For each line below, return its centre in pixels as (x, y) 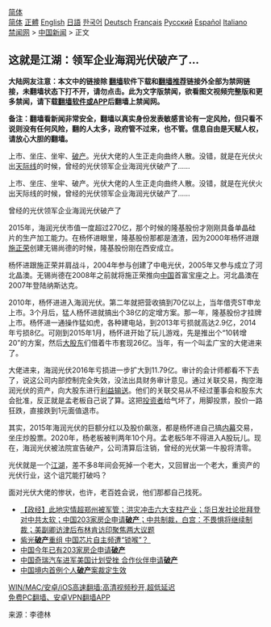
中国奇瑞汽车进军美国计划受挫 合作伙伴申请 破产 (99, 560)
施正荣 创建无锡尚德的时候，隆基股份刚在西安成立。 (93, 247)
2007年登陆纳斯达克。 (45, 285)
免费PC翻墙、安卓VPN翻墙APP (59, 597)
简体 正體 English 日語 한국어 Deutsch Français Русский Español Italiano (128, 22)
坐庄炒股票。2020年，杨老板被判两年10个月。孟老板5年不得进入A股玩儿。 (131, 437)
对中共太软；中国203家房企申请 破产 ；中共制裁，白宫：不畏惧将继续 (133, 520)
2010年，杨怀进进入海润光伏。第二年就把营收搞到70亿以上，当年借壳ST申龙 (135, 302)
